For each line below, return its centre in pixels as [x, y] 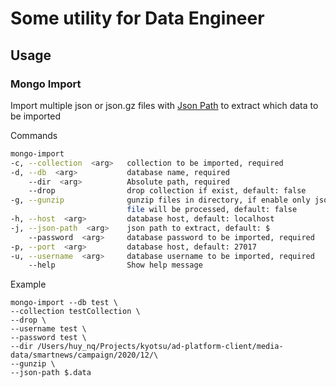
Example [28, 284]
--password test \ [48, 338]
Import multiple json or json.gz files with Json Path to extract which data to [164, 105]
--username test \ [48, 329]
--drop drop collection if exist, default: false [167, 191]
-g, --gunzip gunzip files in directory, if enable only [160, 200]
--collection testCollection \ [75, 312]
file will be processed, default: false [212, 210]
